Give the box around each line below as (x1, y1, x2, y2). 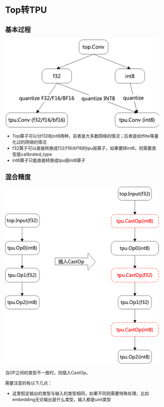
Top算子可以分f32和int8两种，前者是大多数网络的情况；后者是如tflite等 (12, 133, 155, 139)
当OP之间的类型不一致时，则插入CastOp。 (5, 370, 90, 376)
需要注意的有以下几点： (5, 380, 52, 386)
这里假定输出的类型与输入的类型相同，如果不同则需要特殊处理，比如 (12, 390, 149, 396)
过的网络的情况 (16, 139, 47, 145)
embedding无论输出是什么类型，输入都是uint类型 (12, 397, 111, 403)
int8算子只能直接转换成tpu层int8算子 (12, 157, 86, 163)
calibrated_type (20, 151, 52, 157)
